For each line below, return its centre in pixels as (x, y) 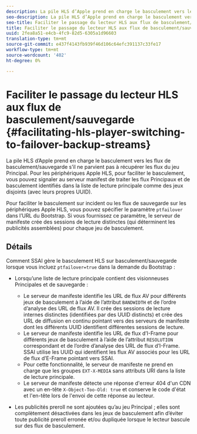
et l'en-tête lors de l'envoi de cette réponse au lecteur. (89, 396)
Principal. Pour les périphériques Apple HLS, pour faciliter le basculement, (96, 173)
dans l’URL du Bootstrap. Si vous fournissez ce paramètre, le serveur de (93, 216)
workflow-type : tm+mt (33, 50)
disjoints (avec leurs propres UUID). (49, 192)
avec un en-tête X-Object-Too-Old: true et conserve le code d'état (104, 389)
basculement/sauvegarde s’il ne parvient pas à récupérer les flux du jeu (93, 167)
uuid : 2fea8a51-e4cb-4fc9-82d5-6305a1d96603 (61, 33)
